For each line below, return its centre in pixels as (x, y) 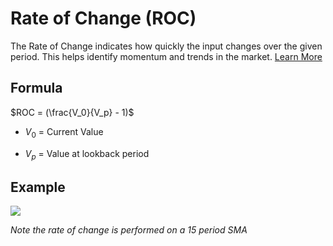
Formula (36, 88)
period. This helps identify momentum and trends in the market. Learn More (166, 56)
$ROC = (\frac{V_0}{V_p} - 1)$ (72, 112)
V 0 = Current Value (64, 132)
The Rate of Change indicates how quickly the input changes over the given (166, 46)
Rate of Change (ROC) (103, 18)
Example (38, 187)
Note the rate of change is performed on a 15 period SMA (129, 230)
